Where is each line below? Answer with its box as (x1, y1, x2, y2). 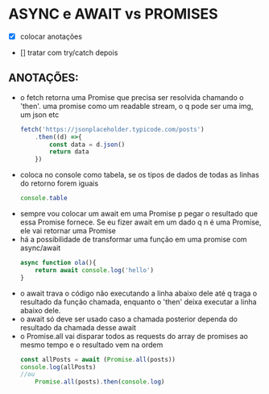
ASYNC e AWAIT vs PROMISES (8, 5, 219, 23)
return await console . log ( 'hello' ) (35, 266, 155, 275)
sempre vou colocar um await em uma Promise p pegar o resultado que (19, 209, 258, 219)
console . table (19, 195, 68, 203)
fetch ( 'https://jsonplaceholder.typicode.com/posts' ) (19, 125, 205, 133)
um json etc (19, 110, 60, 119)
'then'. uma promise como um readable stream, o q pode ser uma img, (19, 101, 254, 111)
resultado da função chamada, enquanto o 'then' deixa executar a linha (19, 296, 257, 307)
